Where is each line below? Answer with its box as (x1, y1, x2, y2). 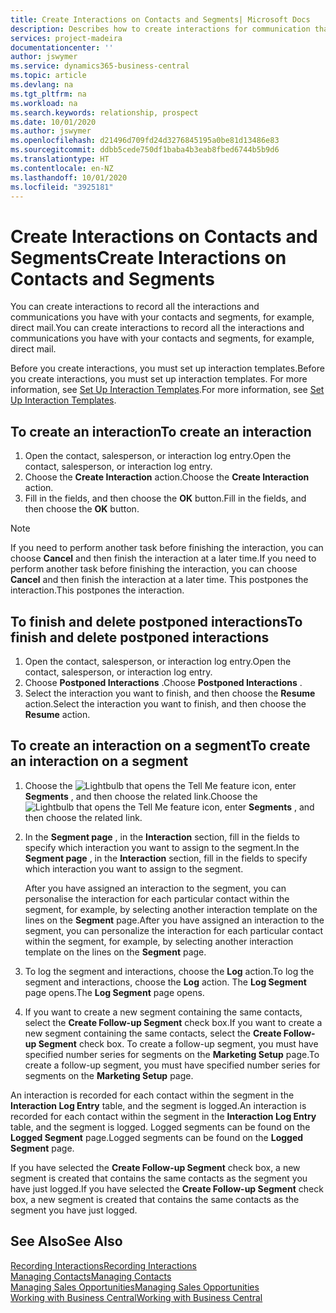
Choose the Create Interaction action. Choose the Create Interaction (24, 471, 310, 483)
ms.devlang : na (10, 80, 74, 90)
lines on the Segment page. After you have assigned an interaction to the (24, 914, 325, 926)
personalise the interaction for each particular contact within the (24, 892, 290, 905)
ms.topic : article (10, 71, 87, 81)
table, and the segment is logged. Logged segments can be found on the (10, 1121, 311, 1133)
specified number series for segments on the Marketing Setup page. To (24, 1048, 320, 1060)
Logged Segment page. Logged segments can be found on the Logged (10, 1131, 304, 1143)
